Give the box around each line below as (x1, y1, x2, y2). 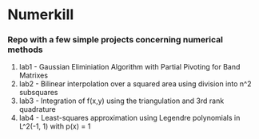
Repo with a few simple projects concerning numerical (7, 34, 223, 46)
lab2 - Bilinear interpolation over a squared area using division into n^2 (18, 79, 252, 89)
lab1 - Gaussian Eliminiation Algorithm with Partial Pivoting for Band (18, 62, 241, 72)
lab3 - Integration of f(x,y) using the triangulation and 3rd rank (18, 96, 225, 105)
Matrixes (18, 70, 49, 81)
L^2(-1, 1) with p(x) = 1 (18, 121, 91, 131)
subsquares (18, 88, 58, 97)
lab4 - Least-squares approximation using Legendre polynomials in (18, 113, 241, 123)
